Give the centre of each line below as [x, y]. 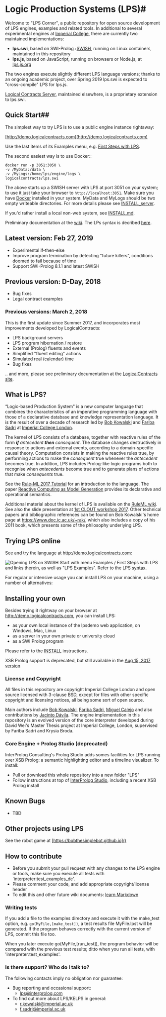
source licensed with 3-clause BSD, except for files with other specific [77, 695]
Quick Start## [27, 115]
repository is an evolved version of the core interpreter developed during [79, 720]
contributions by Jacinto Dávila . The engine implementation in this [73, 715]
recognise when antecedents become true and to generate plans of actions [82, 469]
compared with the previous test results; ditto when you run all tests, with [80, 949]
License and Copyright [33, 679]
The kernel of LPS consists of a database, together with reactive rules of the [83, 437]
